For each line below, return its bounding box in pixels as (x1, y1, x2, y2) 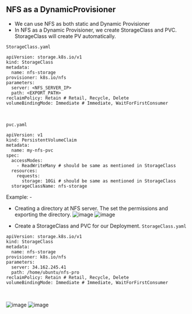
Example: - (6, 193, 32, 201)
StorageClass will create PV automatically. (14, 32, 116, 40)
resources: (11, 168, 38, 174)
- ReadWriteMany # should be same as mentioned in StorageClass (16, 163, 176, 168)
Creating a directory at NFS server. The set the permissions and (14, 205, 168, 212)
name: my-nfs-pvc (11, 147, 54, 153)
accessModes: (11, 157, 43, 163)
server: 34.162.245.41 (11, 264, 67, 270)
